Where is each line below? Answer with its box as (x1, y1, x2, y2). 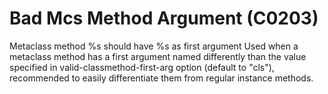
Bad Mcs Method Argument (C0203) (9, 7, 319, 30)
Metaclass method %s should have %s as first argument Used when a (9, 40, 299, 52)
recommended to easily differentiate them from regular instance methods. (9, 72, 314, 84)
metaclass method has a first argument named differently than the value (9, 50, 307, 62)
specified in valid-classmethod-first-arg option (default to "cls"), (9, 61, 275, 73)
